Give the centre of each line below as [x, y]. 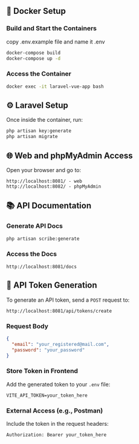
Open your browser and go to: [44, 170]
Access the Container [39, 74]
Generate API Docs [35, 226]
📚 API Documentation [49, 206]
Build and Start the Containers [51, 28]
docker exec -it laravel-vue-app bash [55, 86]
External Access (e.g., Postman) [55, 411]
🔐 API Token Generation [52, 285]
